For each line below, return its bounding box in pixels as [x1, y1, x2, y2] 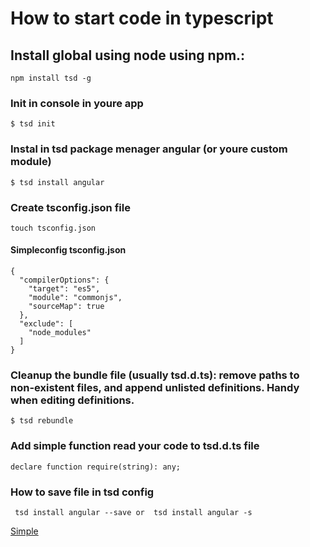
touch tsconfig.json [10, 223, 97, 233]
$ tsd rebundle [10, 416, 74, 426]
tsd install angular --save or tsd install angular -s [14, 507, 253, 517]
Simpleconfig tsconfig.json [10, 244, 127, 256]
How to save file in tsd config [10, 485, 155, 499]
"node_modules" [28, 328, 92, 338]
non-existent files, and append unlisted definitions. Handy [10, 381, 300, 395]
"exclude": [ [19, 319, 74, 329]
